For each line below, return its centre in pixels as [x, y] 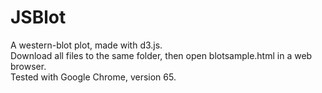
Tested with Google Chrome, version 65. [93, 77]
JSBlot [38, 17]
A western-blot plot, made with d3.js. [86, 45]
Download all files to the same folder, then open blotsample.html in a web [161, 55]
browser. [28, 66]
